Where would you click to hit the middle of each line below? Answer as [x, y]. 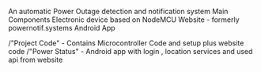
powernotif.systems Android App [62, 28]
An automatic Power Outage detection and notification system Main [118, 11]
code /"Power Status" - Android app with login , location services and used [130, 51]
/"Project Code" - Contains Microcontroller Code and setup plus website [126, 43]
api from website [36, 59]
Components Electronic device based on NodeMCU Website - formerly [124, 20]
